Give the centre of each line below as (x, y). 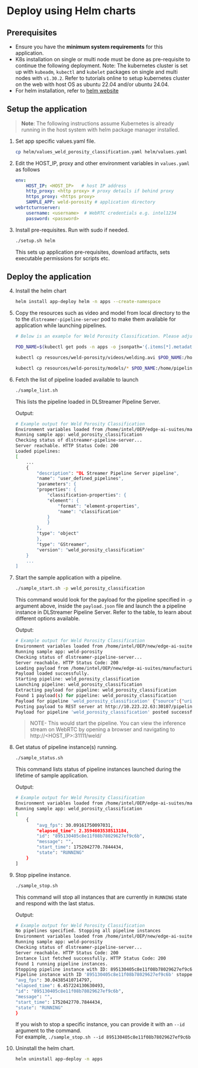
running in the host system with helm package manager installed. (100, 129)
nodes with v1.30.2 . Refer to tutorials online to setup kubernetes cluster (103, 78)
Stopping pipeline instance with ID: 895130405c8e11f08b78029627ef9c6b (105, 969)
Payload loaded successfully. (52, 673)
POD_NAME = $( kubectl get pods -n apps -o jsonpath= (79, 347)
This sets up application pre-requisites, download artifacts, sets (93, 252)
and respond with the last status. (55, 903)
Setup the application (47, 109)
